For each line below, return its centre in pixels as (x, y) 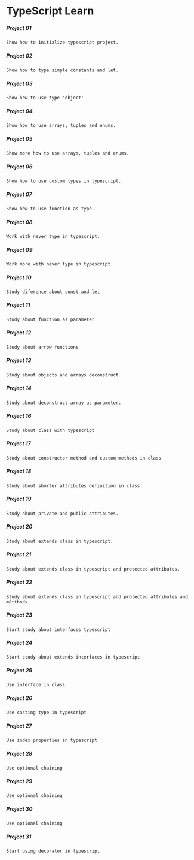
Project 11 (18, 305)
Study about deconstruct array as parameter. (64, 403)
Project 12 (19, 333)
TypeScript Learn (50, 11)
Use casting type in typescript (46, 713)
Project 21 (19, 554)
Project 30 (19, 809)
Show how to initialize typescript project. (62, 43)
